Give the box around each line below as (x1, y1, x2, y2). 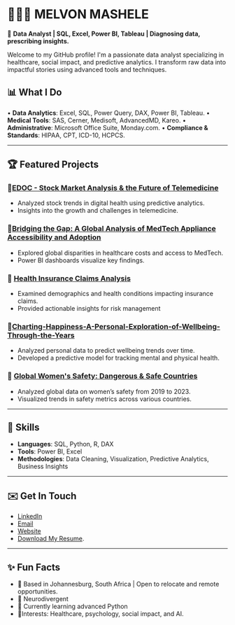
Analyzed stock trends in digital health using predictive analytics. (17, 199, 205, 207)
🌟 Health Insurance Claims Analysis (7, 273, 131, 283)
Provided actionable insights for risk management (17, 304, 161, 313)
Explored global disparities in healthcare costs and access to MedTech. (17, 248, 224, 257)
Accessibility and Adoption (7, 232, 101, 242)
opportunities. (17, 587, 58, 596)
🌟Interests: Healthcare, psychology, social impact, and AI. (17, 610, 184, 618)
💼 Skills (7, 421, 40, 433)
